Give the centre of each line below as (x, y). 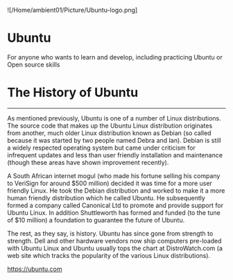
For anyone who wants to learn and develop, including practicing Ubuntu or (115, 57)
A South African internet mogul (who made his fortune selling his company (114, 175)
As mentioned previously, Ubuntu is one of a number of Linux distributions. (114, 118)
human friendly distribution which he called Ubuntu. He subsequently (106, 198)
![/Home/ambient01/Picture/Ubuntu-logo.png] (72, 10)
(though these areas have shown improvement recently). (88, 162)
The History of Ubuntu (73, 93)
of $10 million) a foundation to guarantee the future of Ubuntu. (96, 220)
